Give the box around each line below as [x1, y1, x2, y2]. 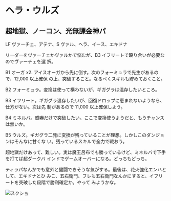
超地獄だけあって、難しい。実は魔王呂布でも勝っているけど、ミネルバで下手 [5, 149, 166, 155]
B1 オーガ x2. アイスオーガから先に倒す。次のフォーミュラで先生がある [5, 70, 155, 75]
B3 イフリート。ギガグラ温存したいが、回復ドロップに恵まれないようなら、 [5, 98, 165, 103]
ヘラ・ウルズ [5, 5, 60, 16]
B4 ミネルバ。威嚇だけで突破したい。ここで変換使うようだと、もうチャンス [5, 115, 165, 121]
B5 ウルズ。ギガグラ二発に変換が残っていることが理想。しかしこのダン [5, 132, 156, 138]
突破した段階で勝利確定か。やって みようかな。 [18, 180, 119, 185]
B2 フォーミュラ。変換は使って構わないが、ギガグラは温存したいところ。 [5, 86, 160, 93]
